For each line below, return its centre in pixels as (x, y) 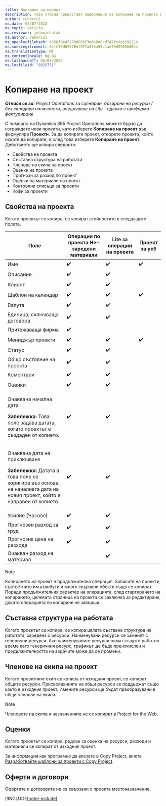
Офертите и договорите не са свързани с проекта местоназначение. (78, 789)
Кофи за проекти (30, 191)
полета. (13, 224)
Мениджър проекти (32, 340)
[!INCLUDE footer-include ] (31, 799)
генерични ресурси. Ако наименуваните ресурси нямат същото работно (82, 640)
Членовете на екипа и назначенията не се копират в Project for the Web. (82, 714)
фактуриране (19, 114)
